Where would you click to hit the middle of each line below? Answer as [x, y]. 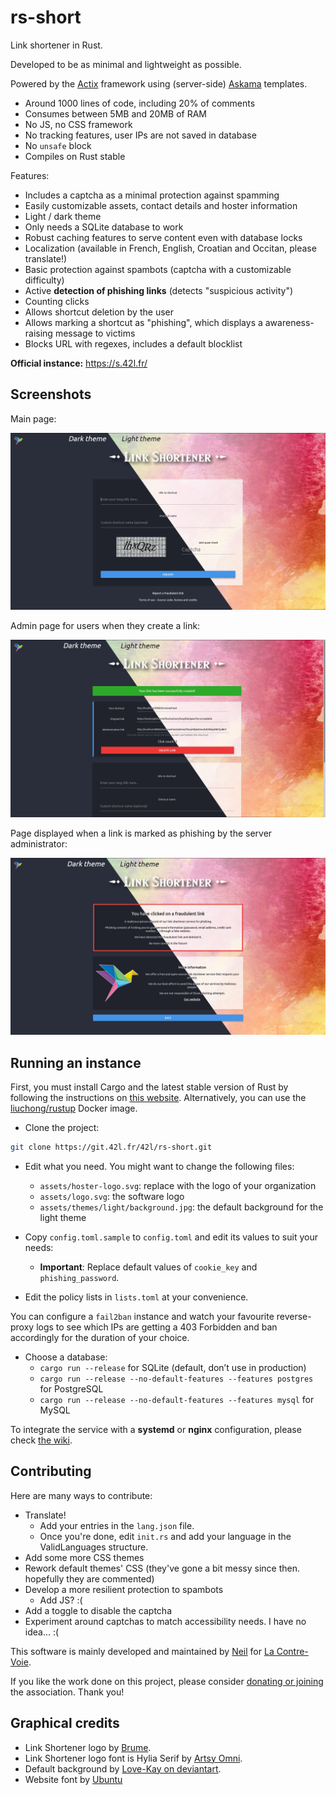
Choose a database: [66, 1357]
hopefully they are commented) [89, 1578]
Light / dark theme [63, 216]
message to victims [95, 333]
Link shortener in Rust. [56, 45]
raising [38, 333]
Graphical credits [65, 1723]
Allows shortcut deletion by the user [99, 312]
